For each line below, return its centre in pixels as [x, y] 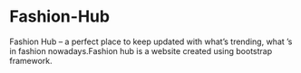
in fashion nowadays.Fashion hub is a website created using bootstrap [141, 50]
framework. [31, 60]
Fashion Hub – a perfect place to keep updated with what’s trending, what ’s [151, 41]
